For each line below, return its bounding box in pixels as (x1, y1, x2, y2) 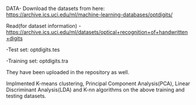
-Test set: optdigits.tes (6, 46, 60, 53)
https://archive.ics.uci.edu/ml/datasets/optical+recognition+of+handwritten (6, 29, 188, 36)
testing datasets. (6, 93, 47, 99)
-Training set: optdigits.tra (6, 58, 68, 64)
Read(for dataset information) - (6, 23, 81, 29)
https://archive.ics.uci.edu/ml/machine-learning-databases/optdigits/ (6, 11, 173, 18)
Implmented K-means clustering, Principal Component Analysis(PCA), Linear (6, 80, 190, 87)
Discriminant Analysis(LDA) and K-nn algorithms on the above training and (6, 86, 185, 93)
